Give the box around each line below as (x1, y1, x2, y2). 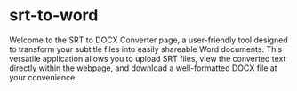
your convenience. (9, 72, 77, 82)
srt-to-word (9, 5, 99, 26)
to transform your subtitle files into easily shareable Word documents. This (9, 43, 283, 54)
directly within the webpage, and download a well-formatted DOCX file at (9, 63, 277, 73)
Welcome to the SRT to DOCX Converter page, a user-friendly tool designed (9, 34, 289, 45)
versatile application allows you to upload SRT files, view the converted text (9, 53, 286, 64)
